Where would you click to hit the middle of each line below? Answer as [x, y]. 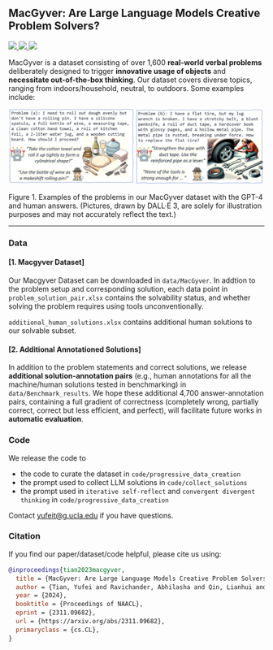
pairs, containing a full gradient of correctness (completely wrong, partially [134, 402]
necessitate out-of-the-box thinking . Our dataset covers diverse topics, [130, 80]
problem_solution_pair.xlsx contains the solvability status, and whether [130, 298]
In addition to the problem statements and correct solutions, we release [128, 367]
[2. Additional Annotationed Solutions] [75, 349]
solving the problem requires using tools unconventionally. [106, 306]
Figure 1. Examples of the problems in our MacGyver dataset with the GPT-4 [136, 197]
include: [22, 97]
